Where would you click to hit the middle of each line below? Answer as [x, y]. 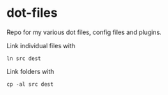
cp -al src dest [30, 84]
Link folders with [30, 71]
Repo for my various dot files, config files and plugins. [84, 32]
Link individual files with [41, 45]
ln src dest [24, 58]
